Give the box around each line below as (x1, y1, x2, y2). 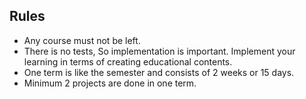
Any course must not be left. (23, 34, 141, 46)
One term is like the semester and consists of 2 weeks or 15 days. (23, 66, 295, 78)
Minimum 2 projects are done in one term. (23, 77, 197, 89)
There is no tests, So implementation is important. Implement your (23, 45, 296, 57)
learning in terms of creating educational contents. (23, 55, 233, 68)
